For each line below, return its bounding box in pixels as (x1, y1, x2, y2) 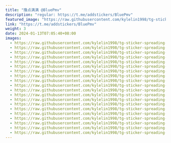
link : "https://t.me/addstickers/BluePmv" (5, 21, 97, 27)
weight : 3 (5, 26, 26, 31)
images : (5, 36, 22, 41)
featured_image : (5, 17, 40, 22)
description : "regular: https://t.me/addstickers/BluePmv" (5, 12, 133, 17)
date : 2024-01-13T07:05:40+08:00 (5, 31, 76, 36)
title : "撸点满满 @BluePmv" (5, 7, 62, 13)
